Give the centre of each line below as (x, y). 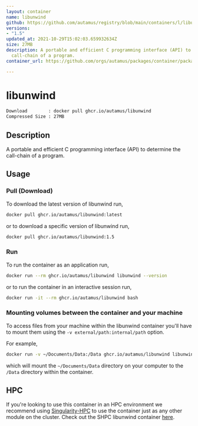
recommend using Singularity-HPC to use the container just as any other (94, 411)
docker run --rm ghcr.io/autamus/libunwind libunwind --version (87, 275)
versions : (18, 28)
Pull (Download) (29, 191)
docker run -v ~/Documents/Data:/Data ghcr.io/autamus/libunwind (88, 354)
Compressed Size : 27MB (35, 117)
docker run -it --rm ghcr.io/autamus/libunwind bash (72, 298)
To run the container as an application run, (57, 265)
